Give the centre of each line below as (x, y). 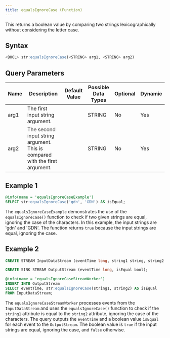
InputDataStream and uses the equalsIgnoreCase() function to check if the (82, 308)
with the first (42, 161)
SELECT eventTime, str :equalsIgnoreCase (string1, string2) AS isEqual (81, 288)
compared (39, 155)
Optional (125, 94)
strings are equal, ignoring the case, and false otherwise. (65, 329)
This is (35, 148)
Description (44, 94)
